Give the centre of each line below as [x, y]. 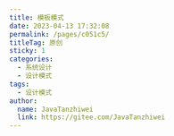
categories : [31, 59]
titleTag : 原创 [36, 42]
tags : [19, 84]
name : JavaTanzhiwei [55, 109]
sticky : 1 [28, 51]
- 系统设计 [35, 68]
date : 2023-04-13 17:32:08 [59, 26]
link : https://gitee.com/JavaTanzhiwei [91, 117]
